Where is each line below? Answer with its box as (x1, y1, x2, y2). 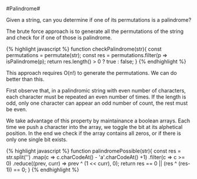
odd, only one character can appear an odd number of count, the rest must (6, 100, 188, 107)
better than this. (6, 76, 45, 82)
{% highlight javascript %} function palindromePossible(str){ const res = (6, 147, 181, 154)
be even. (6, 106, 28, 112)
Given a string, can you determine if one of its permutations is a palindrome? (6, 16, 192, 23)
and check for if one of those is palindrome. (6, 34, 112, 41)
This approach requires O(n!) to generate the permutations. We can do (6, 69, 178, 76)
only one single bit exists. (6, 136, 68, 143)
